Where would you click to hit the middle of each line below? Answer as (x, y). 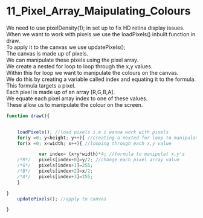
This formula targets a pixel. (41, 85)
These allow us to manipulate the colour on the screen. (75, 104)
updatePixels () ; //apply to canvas (62, 199)
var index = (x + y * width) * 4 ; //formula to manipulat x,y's (112, 154)
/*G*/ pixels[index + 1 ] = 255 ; (55, 165)
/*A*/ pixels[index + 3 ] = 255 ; (55, 176)
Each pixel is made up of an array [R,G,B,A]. (61, 92)
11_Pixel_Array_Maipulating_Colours (98, 11)
